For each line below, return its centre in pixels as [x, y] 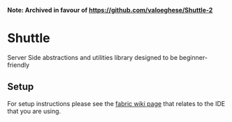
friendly [19, 65]
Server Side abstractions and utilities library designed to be [93, 57]
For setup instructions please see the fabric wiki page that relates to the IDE [116, 103]
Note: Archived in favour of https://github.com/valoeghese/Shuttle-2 [110, 10]
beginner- [194, 57]
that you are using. [34, 111]
